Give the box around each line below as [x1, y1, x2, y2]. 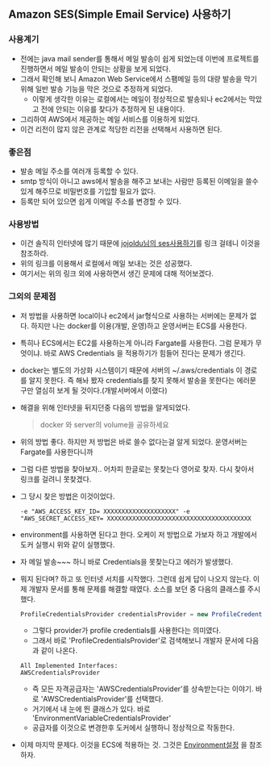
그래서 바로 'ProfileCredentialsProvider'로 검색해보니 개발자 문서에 [31, 636, 244, 645]
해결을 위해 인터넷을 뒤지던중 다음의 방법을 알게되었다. [19, 402, 191, 412]
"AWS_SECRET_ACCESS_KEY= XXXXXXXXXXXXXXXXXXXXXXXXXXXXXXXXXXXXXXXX [19, 515, 251, 523]
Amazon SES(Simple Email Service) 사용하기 [8, 7, 231, 22]
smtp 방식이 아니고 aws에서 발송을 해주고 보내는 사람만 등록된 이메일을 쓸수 [19, 176, 260, 185]
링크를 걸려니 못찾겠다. [19, 474, 92, 484]
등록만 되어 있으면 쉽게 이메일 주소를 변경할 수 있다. [19, 196, 181, 206]
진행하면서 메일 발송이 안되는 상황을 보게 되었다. [19, 64, 171, 73]
